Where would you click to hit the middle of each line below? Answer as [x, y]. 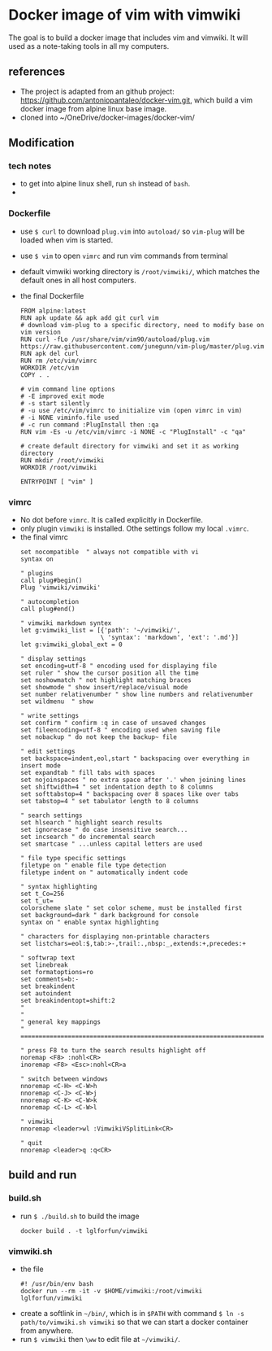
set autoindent [46, 994]
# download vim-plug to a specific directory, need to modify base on [142, 325]
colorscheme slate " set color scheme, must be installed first [131, 908]
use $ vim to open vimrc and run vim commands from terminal [124, 256]
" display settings [53, 659]
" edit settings [47, 752]
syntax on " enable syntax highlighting [89, 923]
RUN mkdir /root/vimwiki [62, 460]
